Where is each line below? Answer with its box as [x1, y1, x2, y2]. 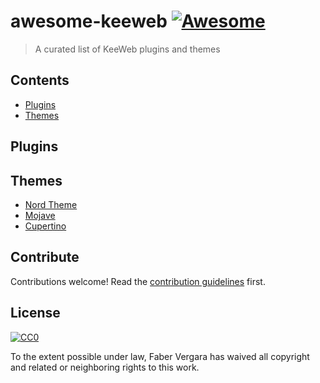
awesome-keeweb [10, 10, 168, 33]
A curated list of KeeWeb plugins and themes [34, 43, 221, 55]
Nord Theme [24, 198, 78, 210]
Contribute [10, 249, 80, 266]
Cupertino [24, 220, 67, 232]
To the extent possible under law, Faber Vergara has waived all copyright [10, 350, 310, 362]
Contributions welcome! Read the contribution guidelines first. [10, 275, 266, 287]
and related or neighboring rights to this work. [10, 361, 200, 373]
